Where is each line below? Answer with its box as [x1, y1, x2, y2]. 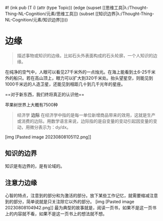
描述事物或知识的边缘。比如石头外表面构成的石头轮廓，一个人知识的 [16, 52, 153, 58]
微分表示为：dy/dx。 [30, 124, 71, 130]
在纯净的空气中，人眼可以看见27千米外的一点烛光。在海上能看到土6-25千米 [5, 69, 156, 75]
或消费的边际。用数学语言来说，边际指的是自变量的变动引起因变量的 [16, 118, 153, 124]
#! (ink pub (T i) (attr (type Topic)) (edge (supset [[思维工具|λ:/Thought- [5, 5, 148, 10]
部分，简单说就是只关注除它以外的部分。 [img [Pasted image [13, 199, 134, 204]
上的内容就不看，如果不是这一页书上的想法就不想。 [5, 211, 107, 217]
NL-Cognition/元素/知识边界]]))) [5, 17, 68, 22]
